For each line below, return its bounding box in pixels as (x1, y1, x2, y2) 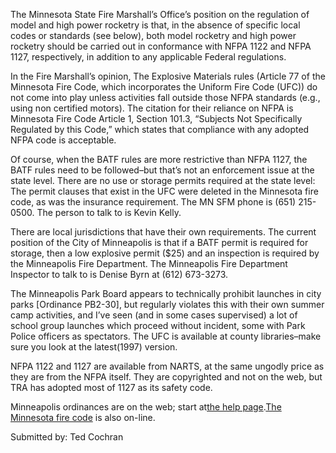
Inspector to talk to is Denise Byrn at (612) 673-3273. (10, 269, 229, 280)
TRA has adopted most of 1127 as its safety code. (10, 382, 213, 393)
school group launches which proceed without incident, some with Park (10, 320, 306, 331)
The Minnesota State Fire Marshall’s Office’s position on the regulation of (10, 9, 310, 20)
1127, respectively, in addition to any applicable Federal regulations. (10, 51, 287, 63)
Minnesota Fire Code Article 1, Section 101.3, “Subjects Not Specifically (10, 113, 303, 124)
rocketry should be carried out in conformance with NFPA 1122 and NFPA (10, 40, 312, 52)
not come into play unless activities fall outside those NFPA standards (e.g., (10, 92, 321, 103)
